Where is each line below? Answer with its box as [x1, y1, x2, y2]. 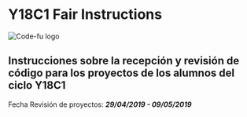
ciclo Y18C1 [8, 79, 66, 92]
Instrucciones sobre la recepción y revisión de [8, 54, 240, 68]
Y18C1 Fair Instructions [8, 5, 163, 24]
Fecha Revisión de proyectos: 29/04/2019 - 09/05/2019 [8, 100, 192, 109]
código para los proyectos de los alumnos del [8, 67, 234, 80]
